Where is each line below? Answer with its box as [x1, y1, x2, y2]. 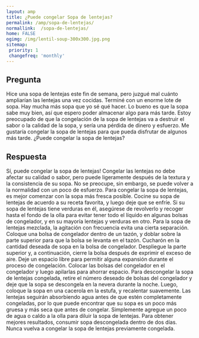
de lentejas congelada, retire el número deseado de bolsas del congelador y [6, 275, 192, 282]
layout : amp [6, 8, 36, 15]
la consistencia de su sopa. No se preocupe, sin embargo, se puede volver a [6, 180, 194, 187]
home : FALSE [6, 31, 36, 37]
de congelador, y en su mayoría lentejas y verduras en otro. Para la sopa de [6, 218, 191, 225]
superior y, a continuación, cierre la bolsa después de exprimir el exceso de [6, 250, 191, 257]
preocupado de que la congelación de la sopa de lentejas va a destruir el [6, 116, 185, 123]
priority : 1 [8, 47, 39, 53]
